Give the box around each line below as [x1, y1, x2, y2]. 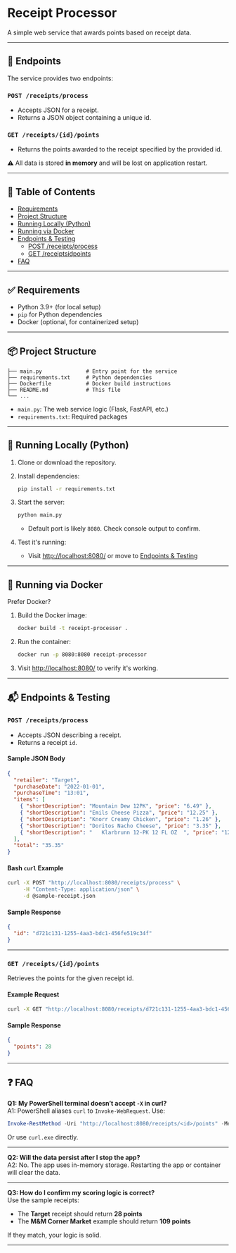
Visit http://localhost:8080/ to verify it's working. [17, 664, 158, 672]
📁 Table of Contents [7, 185, 96, 198]
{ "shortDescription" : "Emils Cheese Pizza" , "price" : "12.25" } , [20, 809, 218, 817]
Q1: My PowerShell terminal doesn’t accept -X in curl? [7, 1099, 167, 1107]
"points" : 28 [13, 1043, 52, 1051]
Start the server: [17, 498, 65, 507]
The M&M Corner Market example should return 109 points [17, 1217, 191, 1226]
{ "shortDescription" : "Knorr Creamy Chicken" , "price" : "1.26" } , [20, 815, 221, 822]
